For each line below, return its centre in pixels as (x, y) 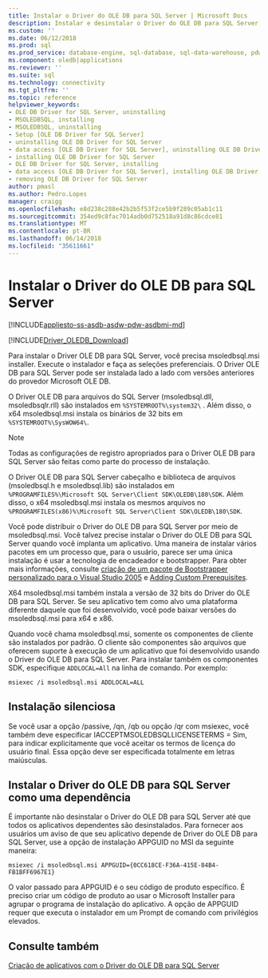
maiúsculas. (28, 760)
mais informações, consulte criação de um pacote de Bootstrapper (118, 569)
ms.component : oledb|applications (66, 61)
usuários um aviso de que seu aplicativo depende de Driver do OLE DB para (133, 834)
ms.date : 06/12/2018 (43, 38)
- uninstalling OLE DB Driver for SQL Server (85, 142)
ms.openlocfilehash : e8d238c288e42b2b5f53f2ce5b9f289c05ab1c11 (116, 209)
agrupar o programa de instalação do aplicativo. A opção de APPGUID (124, 904)
